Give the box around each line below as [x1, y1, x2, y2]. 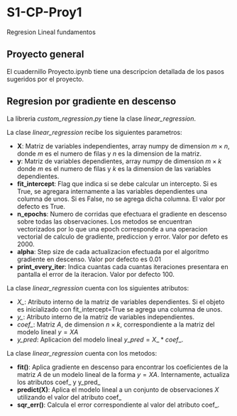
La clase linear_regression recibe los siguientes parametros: [6, 128, 182, 136]
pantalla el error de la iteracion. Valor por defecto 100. [16, 270, 175, 278]
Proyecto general [6, 48, 84, 60]
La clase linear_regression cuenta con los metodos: [6, 349, 158, 357]
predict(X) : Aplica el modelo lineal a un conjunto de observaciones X [16, 385, 219, 394]
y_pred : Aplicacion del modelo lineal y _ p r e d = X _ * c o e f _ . [16, 335, 184, 344]
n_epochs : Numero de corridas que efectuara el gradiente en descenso [16, 209, 228, 218]
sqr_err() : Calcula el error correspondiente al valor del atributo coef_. [16, 400, 220, 409]
